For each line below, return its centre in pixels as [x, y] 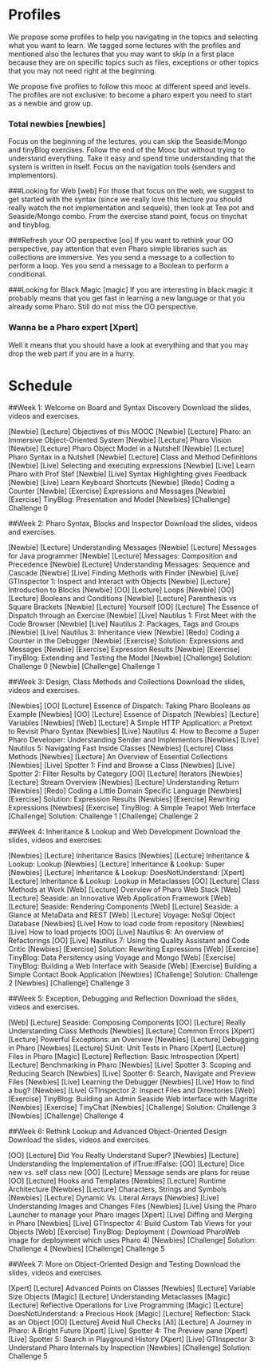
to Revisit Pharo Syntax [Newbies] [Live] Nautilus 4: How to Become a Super [134, 731]
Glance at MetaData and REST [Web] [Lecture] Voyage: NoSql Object [122, 915]
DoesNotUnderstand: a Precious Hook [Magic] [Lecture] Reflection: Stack [130, 1314]
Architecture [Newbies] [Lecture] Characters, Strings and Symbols [118, 1189]
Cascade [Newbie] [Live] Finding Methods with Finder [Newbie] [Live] [124, 573]
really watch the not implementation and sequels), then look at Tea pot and [131, 208]
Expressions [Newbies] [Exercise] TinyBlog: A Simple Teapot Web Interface [132, 808]
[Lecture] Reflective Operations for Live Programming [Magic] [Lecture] [126, 1305]
